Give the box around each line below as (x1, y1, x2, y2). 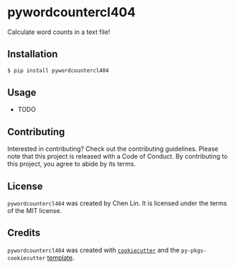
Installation (7, 48, 58, 60)
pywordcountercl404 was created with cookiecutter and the (7, 246, 180, 254)
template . (47, 253, 75, 262)
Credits (7, 227, 41, 239)
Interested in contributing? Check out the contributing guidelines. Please (7, 144, 219, 153)
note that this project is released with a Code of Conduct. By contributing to (7, 152, 228, 161)
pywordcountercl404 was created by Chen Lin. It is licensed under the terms (7, 199, 227, 207)
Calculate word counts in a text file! (7, 28, 110, 36)
